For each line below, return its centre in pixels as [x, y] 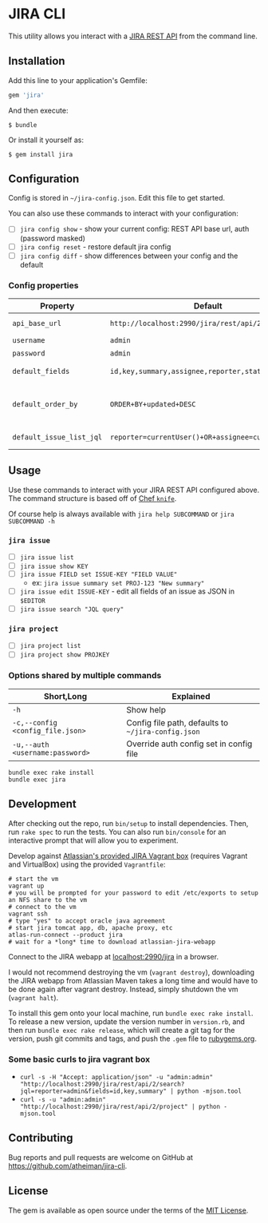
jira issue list [47, 558]
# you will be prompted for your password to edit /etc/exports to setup [134, 893]
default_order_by [45, 404]
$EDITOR [32, 601]
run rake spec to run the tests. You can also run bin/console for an [117, 832]
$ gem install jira [41, 154]
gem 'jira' [26, 95]
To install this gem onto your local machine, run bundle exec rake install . [131, 1013]
